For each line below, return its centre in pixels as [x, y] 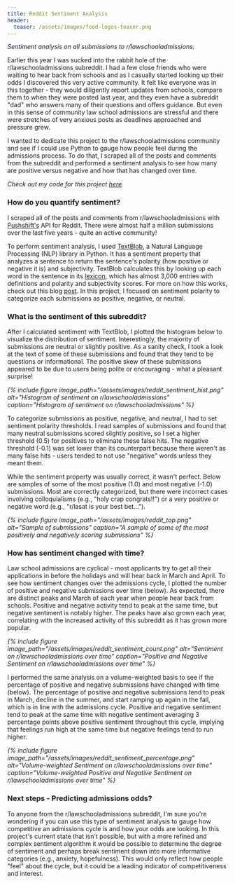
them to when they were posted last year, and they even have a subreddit [113, 97]
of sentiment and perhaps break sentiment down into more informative [109, 851]
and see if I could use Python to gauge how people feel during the [102, 149]
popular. [19, 628]
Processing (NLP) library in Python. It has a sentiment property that [104, 254]
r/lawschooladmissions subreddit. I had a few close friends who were [107, 68]
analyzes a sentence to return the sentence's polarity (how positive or [108, 261]
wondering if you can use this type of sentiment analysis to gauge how [109, 821]
